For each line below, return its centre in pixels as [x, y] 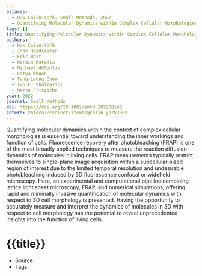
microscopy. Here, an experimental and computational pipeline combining [98, 181]
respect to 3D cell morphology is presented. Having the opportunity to [93, 200]
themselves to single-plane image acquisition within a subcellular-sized [95, 162]
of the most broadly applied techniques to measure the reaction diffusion [97, 149]
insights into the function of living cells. [55, 219]
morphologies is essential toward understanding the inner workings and [95, 136]
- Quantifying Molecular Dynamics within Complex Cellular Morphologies [105, 23]
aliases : [17, 12]
